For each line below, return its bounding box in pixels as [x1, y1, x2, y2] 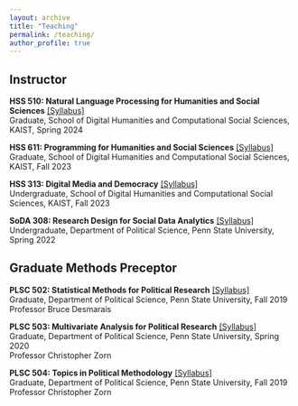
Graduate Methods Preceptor [9, 261, 178, 276]
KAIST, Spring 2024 [9, 125, 84, 135]
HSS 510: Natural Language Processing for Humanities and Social [9, 96, 260, 106]
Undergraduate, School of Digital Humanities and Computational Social [9, 189, 274, 199]
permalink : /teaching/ [9, 30, 95, 39]
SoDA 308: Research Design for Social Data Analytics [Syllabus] [9, 216, 255, 226]
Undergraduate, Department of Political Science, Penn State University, [9, 225, 275, 235]
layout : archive [9, 13, 70, 23]
